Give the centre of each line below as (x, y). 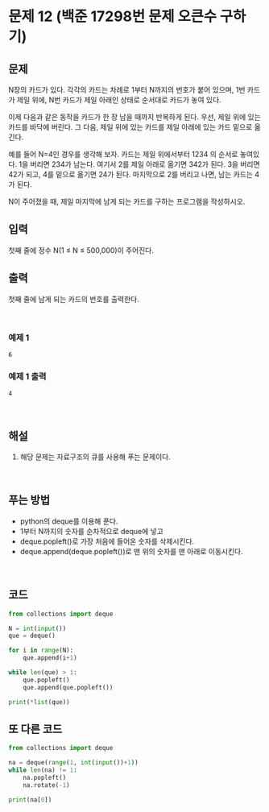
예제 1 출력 (27, 376)
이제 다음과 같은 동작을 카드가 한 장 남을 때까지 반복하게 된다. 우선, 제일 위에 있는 (135, 117)
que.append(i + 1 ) (50, 658)
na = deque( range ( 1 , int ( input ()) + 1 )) (73, 763)
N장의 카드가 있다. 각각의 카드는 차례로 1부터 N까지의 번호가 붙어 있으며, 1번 (127, 90)
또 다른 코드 (35, 729)
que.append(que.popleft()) (68, 687)
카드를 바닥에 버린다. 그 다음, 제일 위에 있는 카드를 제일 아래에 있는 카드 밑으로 (130, 127)
